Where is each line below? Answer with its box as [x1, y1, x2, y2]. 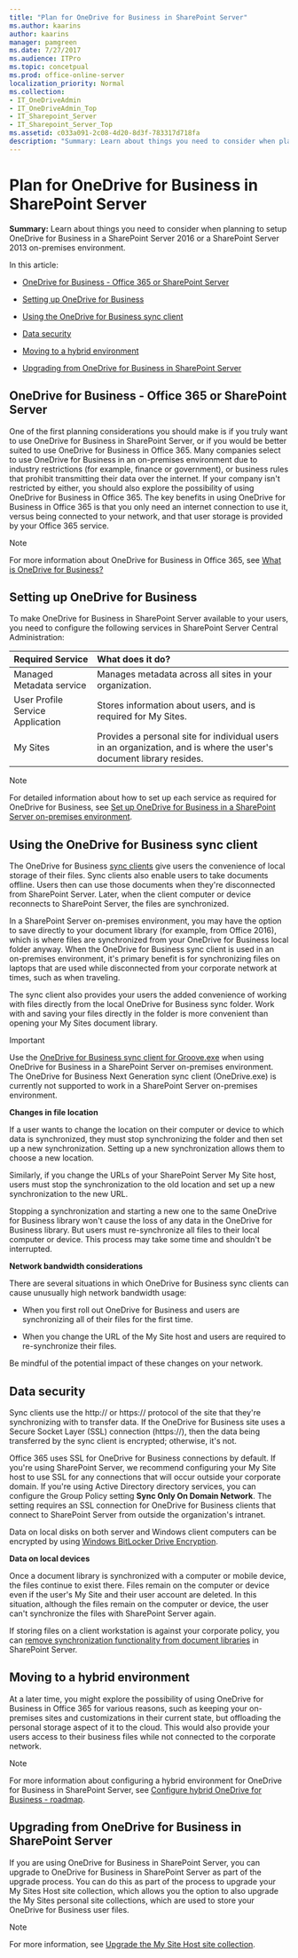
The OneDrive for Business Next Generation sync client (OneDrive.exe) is [9, 1071, 277, 1082]
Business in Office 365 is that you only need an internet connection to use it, [9, 501, 288, 511]
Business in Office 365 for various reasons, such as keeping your [9, 1702, 248, 1714]
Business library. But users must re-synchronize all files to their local [9, 1225, 260, 1235]
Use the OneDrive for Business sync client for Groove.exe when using [9, 1052, 264, 1063]
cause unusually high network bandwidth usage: [9, 1288, 187, 1298]
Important [9, 1035, 45, 1046]
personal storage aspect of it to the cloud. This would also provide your [9, 1722, 271, 1732]
